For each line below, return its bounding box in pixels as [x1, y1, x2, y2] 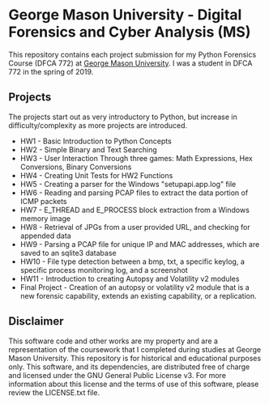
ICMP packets [19, 196, 67, 206]
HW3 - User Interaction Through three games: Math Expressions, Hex [19, 153, 253, 163]
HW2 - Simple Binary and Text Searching [19, 144, 158, 155]
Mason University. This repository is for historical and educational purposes [8, 353, 262, 363]
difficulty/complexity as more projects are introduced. [8, 120, 188, 130]
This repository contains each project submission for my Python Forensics [8, 49, 257, 59]
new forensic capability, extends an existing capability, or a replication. [19, 291, 257, 300]
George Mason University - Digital [8, 6, 242, 24]
